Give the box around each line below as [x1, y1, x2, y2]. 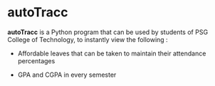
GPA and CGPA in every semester [17, 70, 117, 79]
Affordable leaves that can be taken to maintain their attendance [17, 49, 206, 58]
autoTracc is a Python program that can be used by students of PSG [7, 28, 209, 36]
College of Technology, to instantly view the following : [7, 35, 169, 43]
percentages [17, 56, 56, 65]
